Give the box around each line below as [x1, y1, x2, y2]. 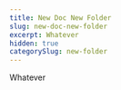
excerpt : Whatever [9, 30, 79, 39]
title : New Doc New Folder [9, 13, 112, 23]
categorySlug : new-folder [9, 47, 107, 56]
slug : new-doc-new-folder [9, 22, 107, 31]
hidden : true [9, 38, 59, 48]
